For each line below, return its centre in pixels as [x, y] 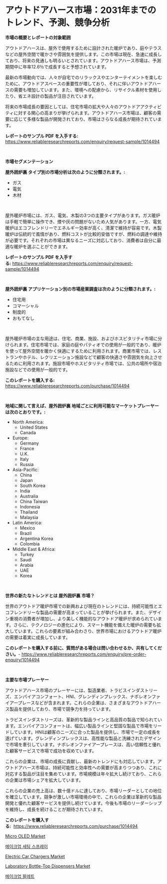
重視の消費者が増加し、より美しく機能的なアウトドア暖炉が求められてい [83, 618]
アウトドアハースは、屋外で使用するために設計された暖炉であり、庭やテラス [83, 48]
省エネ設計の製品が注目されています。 [57, 96]
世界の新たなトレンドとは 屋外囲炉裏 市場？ [50, 595]
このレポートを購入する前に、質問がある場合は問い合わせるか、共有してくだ [83, 648]
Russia [27, 464]
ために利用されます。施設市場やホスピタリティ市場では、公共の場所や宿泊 [85, 363]
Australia [29, 496]
